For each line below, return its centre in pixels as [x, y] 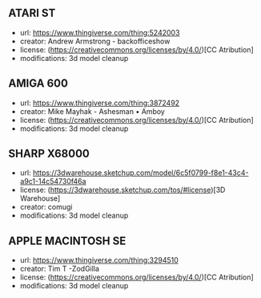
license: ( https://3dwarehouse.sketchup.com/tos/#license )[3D [122, 190]
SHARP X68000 [49, 154]
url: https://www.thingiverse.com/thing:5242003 [100, 32]
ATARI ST [32, 13]
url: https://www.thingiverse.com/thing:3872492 [100, 103]
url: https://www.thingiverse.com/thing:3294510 [99, 260]
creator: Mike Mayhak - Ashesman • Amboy [92, 111]
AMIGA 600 [38, 84]
